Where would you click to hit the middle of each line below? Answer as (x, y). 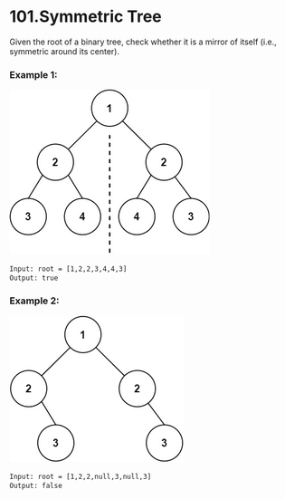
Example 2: (34, 301)
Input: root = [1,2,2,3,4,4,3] (68, 269)
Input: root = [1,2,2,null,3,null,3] (81, 476)
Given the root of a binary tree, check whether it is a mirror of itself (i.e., (143, 42)
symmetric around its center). (65, 51)
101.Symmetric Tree (86, 17)
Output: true (34, 278)
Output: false (36, 485)
